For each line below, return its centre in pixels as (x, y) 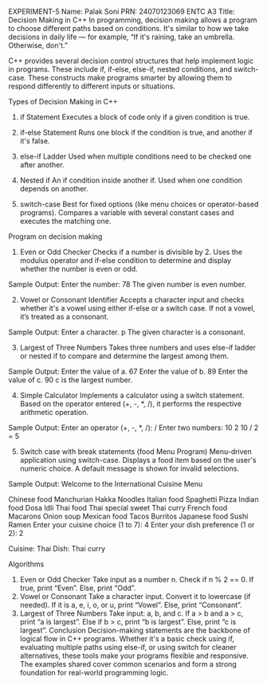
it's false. (35, 141)
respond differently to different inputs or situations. (92, 86)
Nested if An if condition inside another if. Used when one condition (131, 180)
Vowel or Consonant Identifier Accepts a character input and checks (132, 299)
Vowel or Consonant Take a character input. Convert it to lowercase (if (135, 596)
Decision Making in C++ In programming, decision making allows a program (133, 20)
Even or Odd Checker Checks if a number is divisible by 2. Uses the (131, 252)
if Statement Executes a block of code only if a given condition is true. (135, 117)
